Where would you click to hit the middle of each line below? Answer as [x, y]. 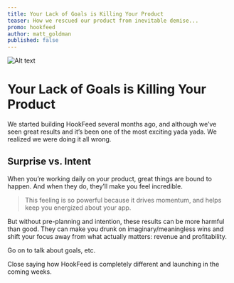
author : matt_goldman [39, 34]
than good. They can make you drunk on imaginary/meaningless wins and [116, 229]
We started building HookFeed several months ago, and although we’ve [112, 124]
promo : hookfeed [31, 27]
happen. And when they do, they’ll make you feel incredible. [95, 186]
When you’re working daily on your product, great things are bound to [110, 178]
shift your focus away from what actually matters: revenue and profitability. [117, 236]
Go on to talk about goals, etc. [52, 250]
